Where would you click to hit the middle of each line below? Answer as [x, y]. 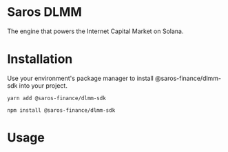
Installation [40, 59]
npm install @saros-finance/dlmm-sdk [61, 110]
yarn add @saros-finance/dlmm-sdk [57, 98]
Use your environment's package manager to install [80, 78]
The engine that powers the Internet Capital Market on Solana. [95, 31]
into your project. [43, 85]
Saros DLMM [45, 12]
